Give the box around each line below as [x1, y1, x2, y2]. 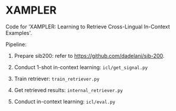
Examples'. [5, 29, 32, 36]
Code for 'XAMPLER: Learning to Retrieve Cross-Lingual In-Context [5, 23, 170, 30]
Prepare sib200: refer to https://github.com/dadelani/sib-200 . [14, 52, 165, 59]
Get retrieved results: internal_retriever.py [14, 86, 123, 93]
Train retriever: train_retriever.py [14, 75, 100, 82]
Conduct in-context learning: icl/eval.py [14, 98, 116, 105]
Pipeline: [5, 41, 27, 48]
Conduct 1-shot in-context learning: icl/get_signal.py [14, 63, 148, 71]
